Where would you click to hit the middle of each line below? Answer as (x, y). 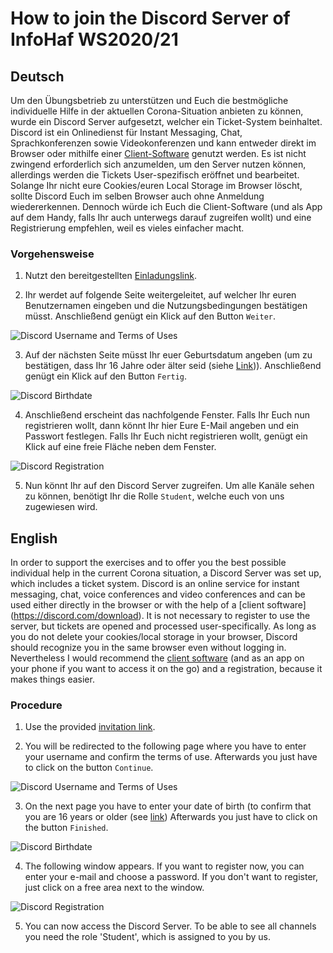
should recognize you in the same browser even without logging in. (148, 648)
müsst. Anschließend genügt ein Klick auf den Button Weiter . (150, 316)
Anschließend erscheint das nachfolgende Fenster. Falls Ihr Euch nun (167, 415)
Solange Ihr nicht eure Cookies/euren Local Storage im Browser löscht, (156, 185)
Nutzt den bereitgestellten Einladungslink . (110, 276)
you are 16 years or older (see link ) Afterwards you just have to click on (171, 817)
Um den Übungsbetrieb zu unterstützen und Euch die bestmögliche (149, 100)
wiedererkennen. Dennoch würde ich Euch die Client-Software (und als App (166, 206)
